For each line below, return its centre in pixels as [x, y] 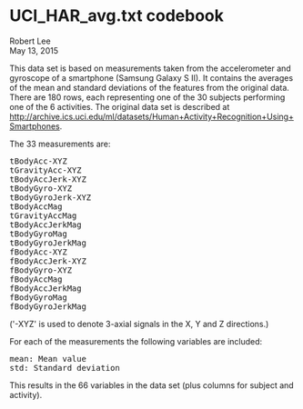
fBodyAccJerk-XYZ [48, 261]
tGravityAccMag [43, 215]
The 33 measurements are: [60, 144]
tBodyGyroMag [39, 234]
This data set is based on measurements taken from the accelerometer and [150, 68]
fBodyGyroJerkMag [48, 306]
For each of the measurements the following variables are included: [136, 341]
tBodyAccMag [36, 206]
